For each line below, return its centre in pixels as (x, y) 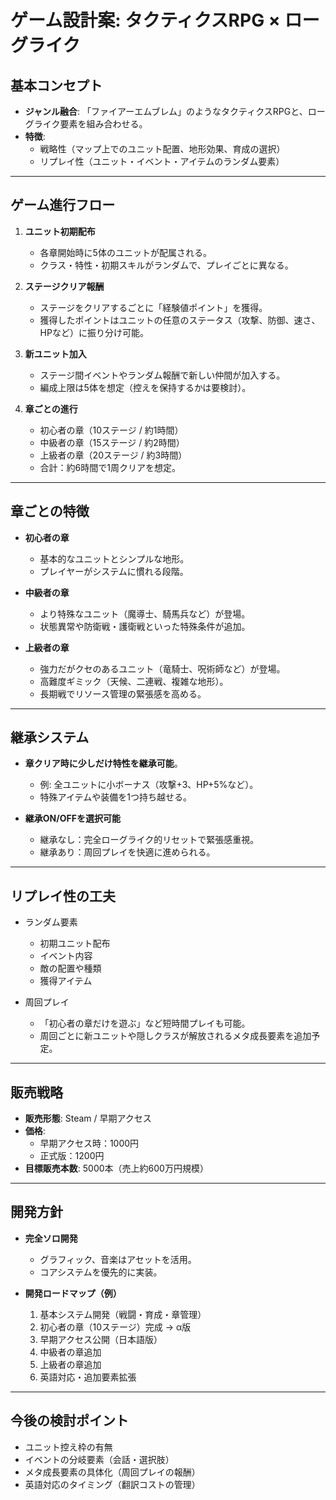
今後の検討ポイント (69, 1421)
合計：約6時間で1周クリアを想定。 (110, 467)
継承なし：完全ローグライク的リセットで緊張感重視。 (149, 840)
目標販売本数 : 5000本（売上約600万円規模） (116, 1168)
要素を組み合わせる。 (103, 124)
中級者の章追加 (70, 1352)
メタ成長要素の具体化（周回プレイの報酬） (112, 1472)
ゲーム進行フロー (63, 205)
